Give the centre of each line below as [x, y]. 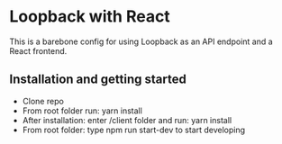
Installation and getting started [98, 80]
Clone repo [43, 101]
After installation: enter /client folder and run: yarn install [127, 120]
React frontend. [38, 50]
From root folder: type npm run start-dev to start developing [134, 130]
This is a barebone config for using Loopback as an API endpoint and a [141, 41]
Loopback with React [90, 17]
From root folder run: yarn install [82, 111]
